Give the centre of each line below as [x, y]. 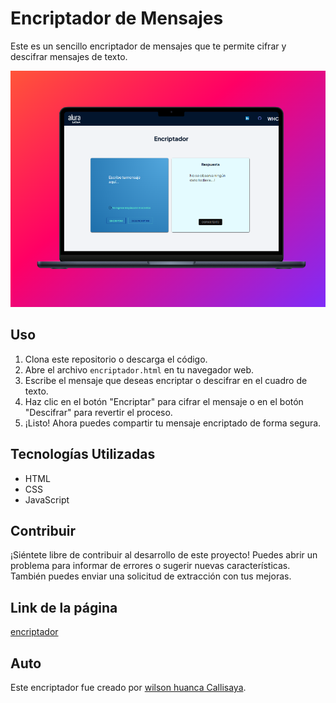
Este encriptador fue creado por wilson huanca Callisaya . [128, 687]
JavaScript [47, 499]
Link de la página [64, 607]
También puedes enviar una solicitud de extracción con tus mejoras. [151, 576]
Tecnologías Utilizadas [83, 454]
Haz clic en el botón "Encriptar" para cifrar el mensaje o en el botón [164, 401]
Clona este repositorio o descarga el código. [116, 359]
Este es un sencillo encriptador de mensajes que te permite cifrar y [148, 46]
